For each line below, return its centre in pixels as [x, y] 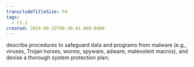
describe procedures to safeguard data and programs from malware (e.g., [96, 45]
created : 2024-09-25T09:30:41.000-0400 [55, 28]
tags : [13, 17]
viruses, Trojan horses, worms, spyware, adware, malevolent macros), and [97, 52]
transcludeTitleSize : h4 [37, 12]
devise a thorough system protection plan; [58, 58]
